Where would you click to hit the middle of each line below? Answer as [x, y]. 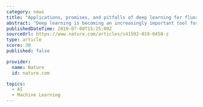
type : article [24, 40]
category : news [25, 12]
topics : [16, 84]
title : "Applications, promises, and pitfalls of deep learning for [94, 17]
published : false [28, 51]
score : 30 [19, 46]
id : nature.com [31, 73]
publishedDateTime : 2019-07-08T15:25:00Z [59, 29]
